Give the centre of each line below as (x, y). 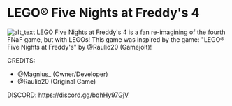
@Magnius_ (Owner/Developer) (63, 74)
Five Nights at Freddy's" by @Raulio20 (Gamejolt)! (80, 47)
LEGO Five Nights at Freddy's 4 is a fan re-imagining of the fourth (131, 32)
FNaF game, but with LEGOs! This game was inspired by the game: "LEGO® (116, 39)
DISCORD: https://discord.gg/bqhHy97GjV (68, 95)
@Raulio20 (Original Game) (57, 81)
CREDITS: (21, 60)
